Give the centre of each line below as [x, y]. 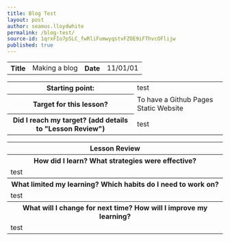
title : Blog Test [32, 13]
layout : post [26, 20]
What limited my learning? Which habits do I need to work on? [115, 184]
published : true [30, 45]
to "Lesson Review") [71, 129]
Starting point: [71, 88]
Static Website [160, 108]
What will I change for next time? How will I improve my [115, 208]
